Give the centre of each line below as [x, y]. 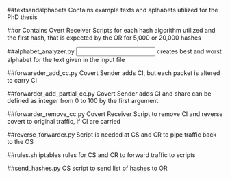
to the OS [21, 142]
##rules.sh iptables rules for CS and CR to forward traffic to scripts [101, 155]
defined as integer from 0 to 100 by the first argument [83, 101]
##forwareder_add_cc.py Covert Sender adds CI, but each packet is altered [114, 73]
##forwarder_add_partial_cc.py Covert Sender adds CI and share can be [109, 94]
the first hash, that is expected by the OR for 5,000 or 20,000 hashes [104, 38]
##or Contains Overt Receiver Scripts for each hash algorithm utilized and [111, 30]
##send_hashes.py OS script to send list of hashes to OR [87, 168]
